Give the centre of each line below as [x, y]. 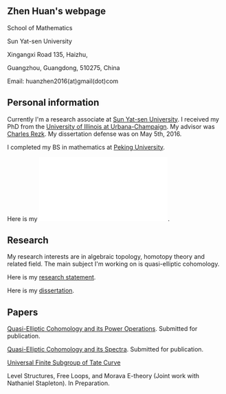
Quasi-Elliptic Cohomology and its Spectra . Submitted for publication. [105, 349]
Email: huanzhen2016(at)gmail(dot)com [63, 81]
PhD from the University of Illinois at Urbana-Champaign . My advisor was [111, 126]
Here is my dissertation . [41, 290]
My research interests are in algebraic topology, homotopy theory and [106, 257]
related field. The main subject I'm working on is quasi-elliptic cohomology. [113, 264]
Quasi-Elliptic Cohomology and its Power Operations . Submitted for [102, 329]
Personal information [53, 103]
